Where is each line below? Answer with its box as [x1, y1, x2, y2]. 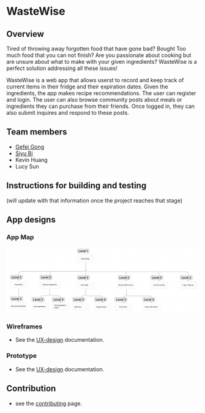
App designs [6, 215, 56, 225]
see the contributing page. [15, 399, 83, 407]
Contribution [6, 384, 56, 394]
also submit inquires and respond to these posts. [6, 109, 130, 116]
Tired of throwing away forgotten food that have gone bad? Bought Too [6, 45, 187, 52]
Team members [6, 127, 67, 137]
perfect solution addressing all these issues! [6, 64, 117, 72]
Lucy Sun [15, 163, 40, 170]
